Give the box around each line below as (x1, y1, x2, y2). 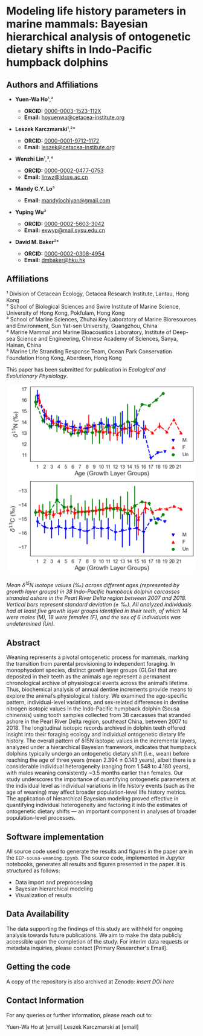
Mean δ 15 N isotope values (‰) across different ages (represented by (6, 581, 180, 589)
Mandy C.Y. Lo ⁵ (14, 185, 56, 192)
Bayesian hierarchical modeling (14, 885, 94, 892)
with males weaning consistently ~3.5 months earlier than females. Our (6, 769, 183, 777)
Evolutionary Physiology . (6, 372, 68, 379)
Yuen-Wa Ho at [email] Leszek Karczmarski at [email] (6, 1023, 139, 1031)
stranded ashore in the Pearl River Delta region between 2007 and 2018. (6, 594, 187, 602)
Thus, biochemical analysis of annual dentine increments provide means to (6, 686, 193, 693)
